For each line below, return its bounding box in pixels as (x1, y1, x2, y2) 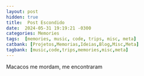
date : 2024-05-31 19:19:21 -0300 (6, 25, 92, 31)
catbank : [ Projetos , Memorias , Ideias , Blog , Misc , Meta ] (6, 42, 139, 48)
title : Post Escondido (6, 19, 65, 25)
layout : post (6, 8, 39, 15)
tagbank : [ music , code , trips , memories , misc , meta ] (6, 47, 129, 53)
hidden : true (6, 14, 39, 20)
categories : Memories (6, 31, 60, 37)
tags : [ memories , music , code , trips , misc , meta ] (6, 36, 136, 42)
